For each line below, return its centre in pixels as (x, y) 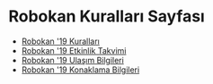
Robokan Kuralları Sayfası (107, 17)
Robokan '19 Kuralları (61, 41)
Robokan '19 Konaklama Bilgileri (80, 70)
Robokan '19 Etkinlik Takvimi (74, 50)
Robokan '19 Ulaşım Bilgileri (73, 60)
